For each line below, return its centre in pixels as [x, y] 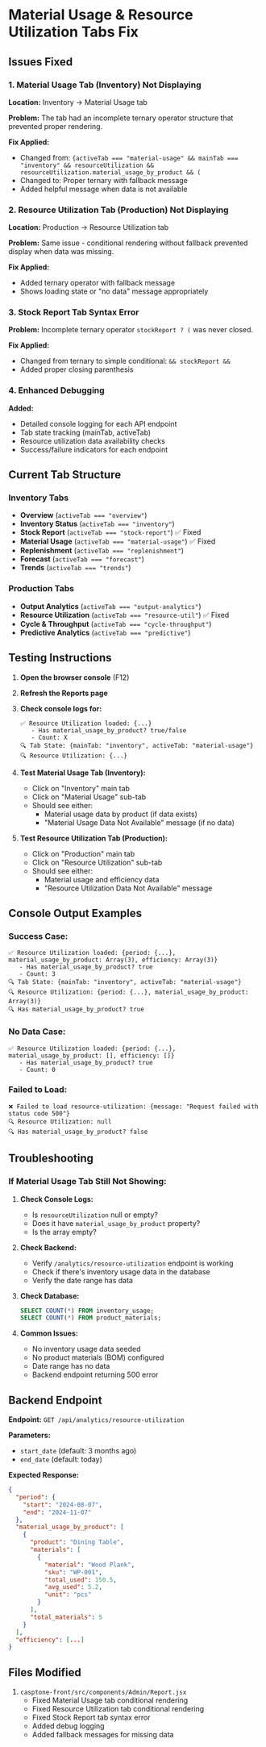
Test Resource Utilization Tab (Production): [94, 838]
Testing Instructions [60, 658]
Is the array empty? [64, 1232]
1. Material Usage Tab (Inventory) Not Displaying [105, 85]
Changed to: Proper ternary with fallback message [104, 180]
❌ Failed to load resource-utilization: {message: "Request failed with [133, 1107]
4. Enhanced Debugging [56, 390]
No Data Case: [37, 1032]
